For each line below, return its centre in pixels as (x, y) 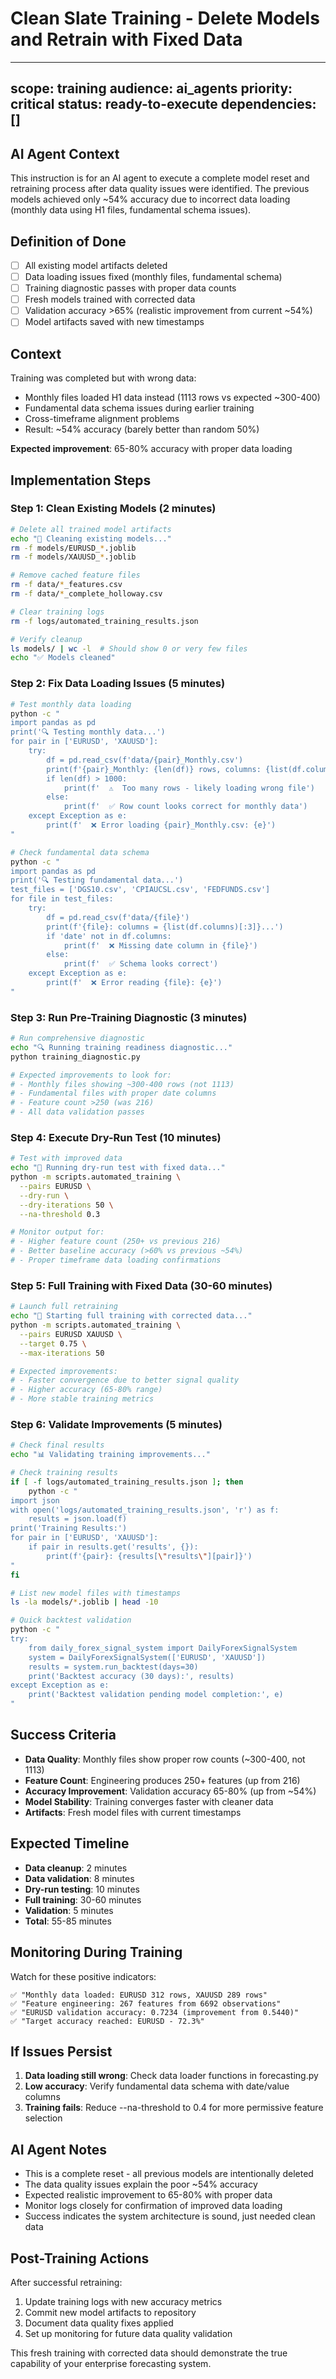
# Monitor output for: (57, 1232)
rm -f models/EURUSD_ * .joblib (73, 548)
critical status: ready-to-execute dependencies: (163, 104)
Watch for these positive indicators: (83, 1976)
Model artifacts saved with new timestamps (114, 322)
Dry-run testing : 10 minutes (82, 1889)
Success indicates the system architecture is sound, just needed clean (170, 2216)
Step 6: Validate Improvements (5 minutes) (116, 1424)
